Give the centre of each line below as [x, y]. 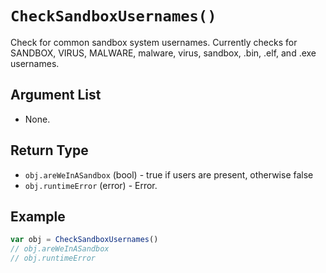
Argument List [56, 95]
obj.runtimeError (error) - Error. [91, 185]
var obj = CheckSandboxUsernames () [84, 240]
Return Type [49, 150]
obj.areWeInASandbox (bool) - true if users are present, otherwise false [169, 174]
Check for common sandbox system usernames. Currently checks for [154, 42]
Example [38, 216]
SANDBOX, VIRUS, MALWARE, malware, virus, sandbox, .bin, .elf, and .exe [163, 53]
